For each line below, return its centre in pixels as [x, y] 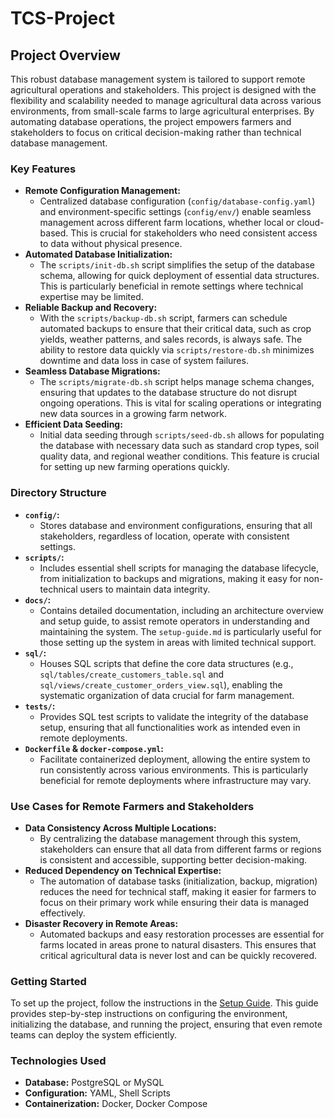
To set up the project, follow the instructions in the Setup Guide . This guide [164, 1003]
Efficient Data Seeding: [73, 424]
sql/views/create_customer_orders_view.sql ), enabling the [161, 684]
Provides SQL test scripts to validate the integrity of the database [174, 716]
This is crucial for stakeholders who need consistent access [194, 233]
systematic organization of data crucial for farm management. [167, 695]
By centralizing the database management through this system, [170, 838]
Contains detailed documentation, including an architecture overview [182, 610]
